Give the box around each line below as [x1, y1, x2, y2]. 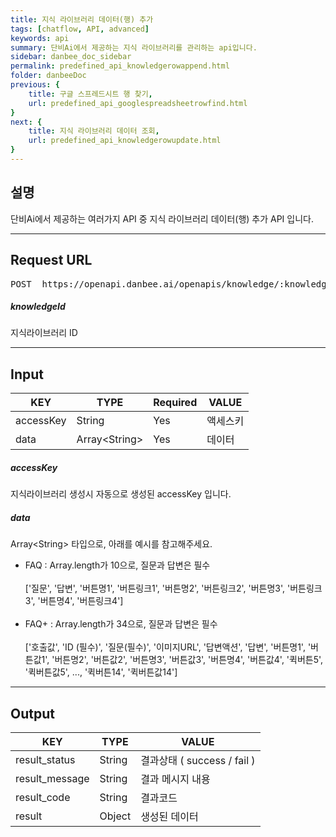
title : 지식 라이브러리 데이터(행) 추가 [10, 14, 154, 25]
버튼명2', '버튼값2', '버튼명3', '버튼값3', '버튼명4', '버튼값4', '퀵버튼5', [54, 654, 324, 666]
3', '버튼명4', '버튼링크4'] [24, 595, 124, 607]
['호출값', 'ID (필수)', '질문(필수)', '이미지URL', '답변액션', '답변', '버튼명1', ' [24, 641, 312, 653]
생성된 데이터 [140, 810, 199, 824]
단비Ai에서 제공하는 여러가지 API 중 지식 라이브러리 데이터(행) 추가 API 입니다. [10, 212, 314, 225]
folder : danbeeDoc [10, 71, 87, 81]
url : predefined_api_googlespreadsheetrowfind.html [28, 98, 248, 108]
